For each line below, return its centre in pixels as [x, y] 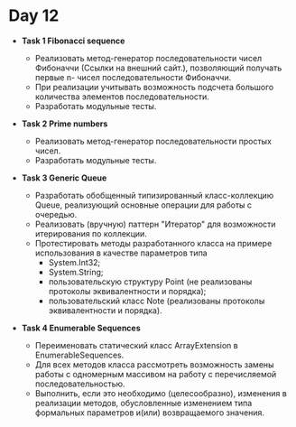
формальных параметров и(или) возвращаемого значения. [150, 413]
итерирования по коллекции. [91, 233]
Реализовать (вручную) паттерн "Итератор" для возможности [155, 224]
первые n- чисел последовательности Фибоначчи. [133, 77]
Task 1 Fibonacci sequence [73, 41]
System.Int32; [74, 262]
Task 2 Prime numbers [65, 124]
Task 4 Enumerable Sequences [81, 328]
